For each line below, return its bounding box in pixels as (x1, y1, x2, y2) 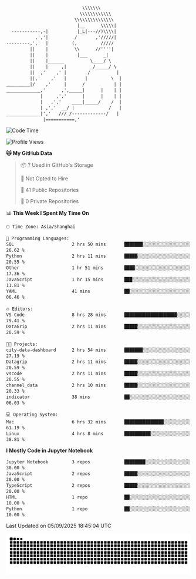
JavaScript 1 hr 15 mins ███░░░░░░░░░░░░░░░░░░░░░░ (6, 277, 191, 282)
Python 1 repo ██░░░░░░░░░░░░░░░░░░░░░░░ (6, 506, 191, 512)
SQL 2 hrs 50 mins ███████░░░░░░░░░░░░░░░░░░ (6, 241, 191, 247)
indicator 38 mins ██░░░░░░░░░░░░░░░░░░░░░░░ (6, 394, 191, 400)
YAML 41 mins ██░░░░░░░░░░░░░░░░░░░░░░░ (6, 288, 191, 294)
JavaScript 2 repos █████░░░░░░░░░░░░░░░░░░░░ (6, 471, 191, 477)
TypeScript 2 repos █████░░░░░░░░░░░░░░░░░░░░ (6, 483, 191, 489)
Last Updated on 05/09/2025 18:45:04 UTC (6, 522, 111, 529)
